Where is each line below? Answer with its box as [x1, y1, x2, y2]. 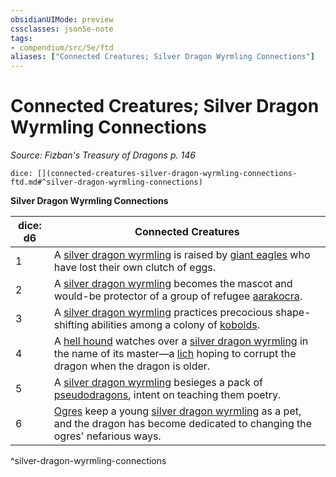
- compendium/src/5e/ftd [10, 42, 114, 53]
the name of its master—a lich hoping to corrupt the [53, 347, 297, 361]
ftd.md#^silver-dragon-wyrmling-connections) [10, 177, 203, 188]
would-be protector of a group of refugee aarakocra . [53, 289, 303, 303]
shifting [53, 318, 90, 332]
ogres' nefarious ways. [53, 429, 162, 443]
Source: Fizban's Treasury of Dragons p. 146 [10, 149, 196, 161]
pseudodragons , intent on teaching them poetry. [53, 388, 282, 402]
